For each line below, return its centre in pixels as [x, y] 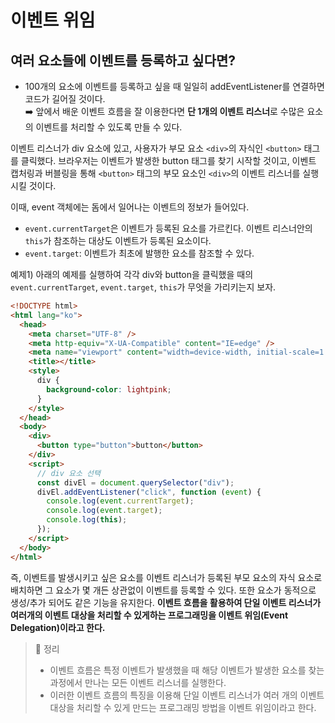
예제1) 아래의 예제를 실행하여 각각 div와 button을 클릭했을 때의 [132, 274]
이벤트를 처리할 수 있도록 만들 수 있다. [109, 127]
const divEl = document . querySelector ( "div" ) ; [135, 482]
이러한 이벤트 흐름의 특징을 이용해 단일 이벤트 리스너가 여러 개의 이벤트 [187, 695]
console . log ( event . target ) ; [104, 511]
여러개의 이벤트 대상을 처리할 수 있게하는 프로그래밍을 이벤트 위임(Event [149, 615]
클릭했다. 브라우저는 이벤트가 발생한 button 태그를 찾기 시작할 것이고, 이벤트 [168, 160]
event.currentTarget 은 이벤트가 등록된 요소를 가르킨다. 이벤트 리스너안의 [168, 228]
